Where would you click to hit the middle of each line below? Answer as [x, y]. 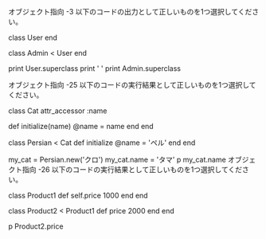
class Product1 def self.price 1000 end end [78, 195]
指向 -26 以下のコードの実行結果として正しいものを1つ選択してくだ [132, 169]
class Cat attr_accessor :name [58, 111]
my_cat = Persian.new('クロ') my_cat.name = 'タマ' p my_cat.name [117, 159]
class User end [33, 37]
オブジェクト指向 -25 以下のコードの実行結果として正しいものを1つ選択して [132, 85]
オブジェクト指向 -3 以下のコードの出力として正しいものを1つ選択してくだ [130, 12]
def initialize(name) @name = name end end [81, 126]
